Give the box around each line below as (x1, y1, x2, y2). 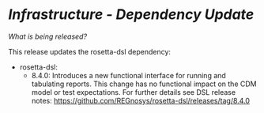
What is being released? (8, 32, 88, 41)
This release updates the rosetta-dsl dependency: (8, 47, 172, 56)
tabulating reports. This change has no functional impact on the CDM (31, 79, 257, 89)
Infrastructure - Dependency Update (8, 6, 255, 24)
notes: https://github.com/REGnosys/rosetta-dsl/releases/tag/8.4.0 (31, 96, 251, 105)
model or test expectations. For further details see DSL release (31, 87, 236, 96)
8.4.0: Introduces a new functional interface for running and (31, 70, 227, 80)
